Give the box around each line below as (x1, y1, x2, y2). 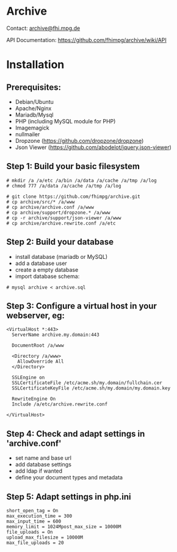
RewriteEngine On (12, 396, 56, 402)
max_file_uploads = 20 (6, 540, 64, 546)
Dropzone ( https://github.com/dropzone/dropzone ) (15, 137, 144, 144)
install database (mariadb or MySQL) (15, 253, 108, 260)
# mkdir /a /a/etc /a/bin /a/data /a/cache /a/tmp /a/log (6, 177, 157, 184)
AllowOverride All (17, 358, 64, 365)
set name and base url (15, 454, 72, 462)
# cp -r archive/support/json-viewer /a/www (6, 215, 121, 221)
